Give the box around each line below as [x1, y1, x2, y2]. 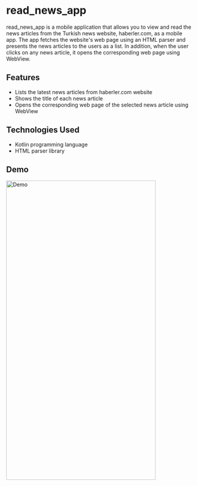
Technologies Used [6, 125, 79, 135]
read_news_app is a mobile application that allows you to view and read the [6, 23, 192, 31]
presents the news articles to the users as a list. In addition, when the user [6, 42, 189, 50]
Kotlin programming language [14, 141, 88, 148]
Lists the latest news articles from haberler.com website [14, 88, 153, 96]
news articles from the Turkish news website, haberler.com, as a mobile [6, 29, 183, 37]
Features [6, 72, 40, 83]
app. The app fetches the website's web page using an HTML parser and [6, 36, 186, 43]
